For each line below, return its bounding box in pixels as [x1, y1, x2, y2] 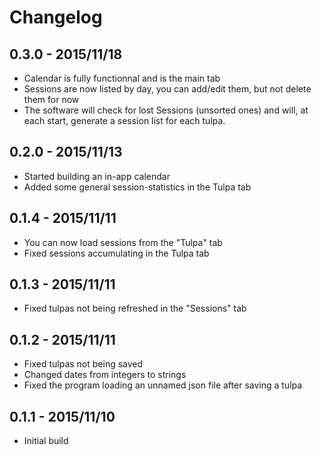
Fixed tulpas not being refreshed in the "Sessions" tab [23, 302, 247, 315]
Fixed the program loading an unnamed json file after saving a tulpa [23, 379, 303, 391]
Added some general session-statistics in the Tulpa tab [23, 181, 252, 193]
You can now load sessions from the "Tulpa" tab [23, 236, 223, 248]
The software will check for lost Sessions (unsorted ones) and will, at [23, 104, 309, 116]
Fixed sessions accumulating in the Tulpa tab [23, 247, 210, 259]
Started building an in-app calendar [23, 170, 171, 182]
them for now [23, 94, 80, 105]
